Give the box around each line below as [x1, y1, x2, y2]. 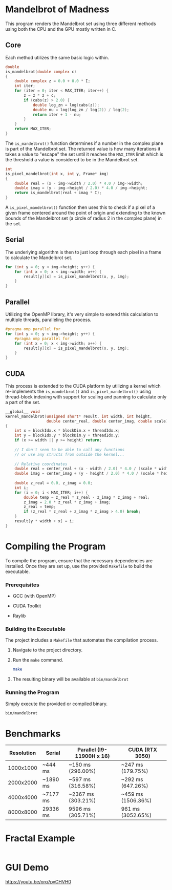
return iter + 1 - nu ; [32, 112, 81, 117]
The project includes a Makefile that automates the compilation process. [5, 637, 158, 643]
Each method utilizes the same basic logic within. [5, 54, 109, 60]
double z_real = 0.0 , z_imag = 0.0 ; [14, 480, 93, 486]
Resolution [9, 749, 36, 756]
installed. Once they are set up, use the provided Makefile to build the [5, 563, 153, 569]
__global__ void [5, 409, 40, 414]
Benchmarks [5, 728, 61, 739]
